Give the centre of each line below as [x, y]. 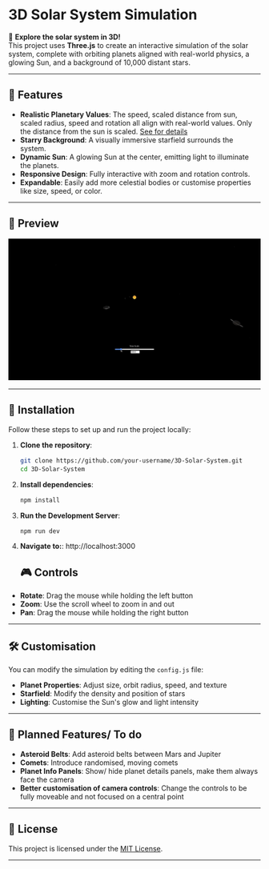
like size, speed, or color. [61, 190]
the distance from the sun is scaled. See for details [104, 131]
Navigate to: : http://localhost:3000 [78, 547]
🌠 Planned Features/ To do [75, 735]
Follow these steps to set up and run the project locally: [100, 429]
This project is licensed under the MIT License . [86, 848]
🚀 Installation [42, 410]
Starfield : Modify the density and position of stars [102, 693]
